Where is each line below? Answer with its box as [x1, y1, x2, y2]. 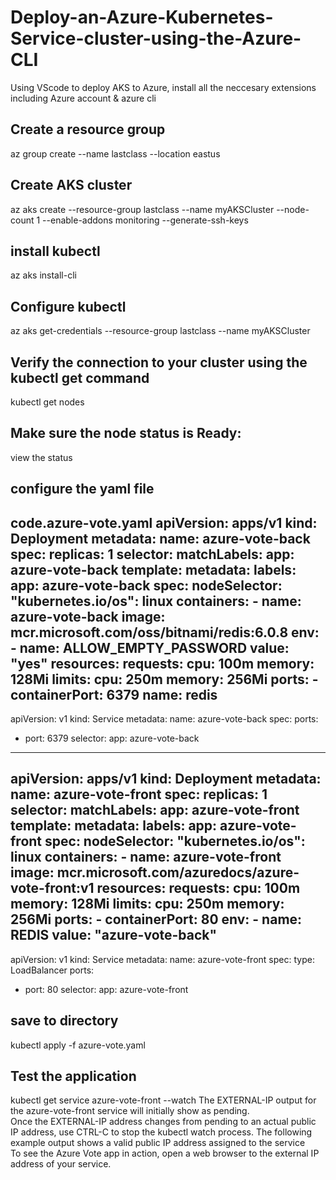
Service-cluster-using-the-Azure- [10, 27, 302, 50]
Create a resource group [10, 121, 166, 138]
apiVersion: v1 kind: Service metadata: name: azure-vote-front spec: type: [10, 953, 315, 965]
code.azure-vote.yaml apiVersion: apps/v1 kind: [10, 514, 318, 531]
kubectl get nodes [10, 396, 85, 408]
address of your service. [10, 1158, 112, 1170]
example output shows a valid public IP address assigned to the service [10, 1137, 306, 1149]
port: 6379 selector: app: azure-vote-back [24, 732, 200, 745]
